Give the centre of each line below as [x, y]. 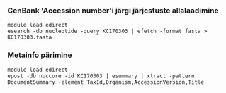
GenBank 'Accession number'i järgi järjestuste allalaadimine [113, 11]
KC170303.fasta [30, 37]
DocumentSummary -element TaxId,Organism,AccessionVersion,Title [106, 82]
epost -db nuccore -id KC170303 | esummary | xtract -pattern [101, 76]
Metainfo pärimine [40, 55]
